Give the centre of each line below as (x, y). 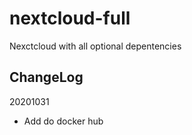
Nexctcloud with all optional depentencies (95, 46)
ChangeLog (46, 77)
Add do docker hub (63, 121)
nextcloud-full (70, 18)
